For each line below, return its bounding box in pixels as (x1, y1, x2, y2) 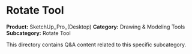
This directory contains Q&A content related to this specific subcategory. (6, 41, 187, 48)
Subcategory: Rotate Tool (6, 29, 71, 36)
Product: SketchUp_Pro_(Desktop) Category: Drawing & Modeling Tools (6, 23, 185, 30)
